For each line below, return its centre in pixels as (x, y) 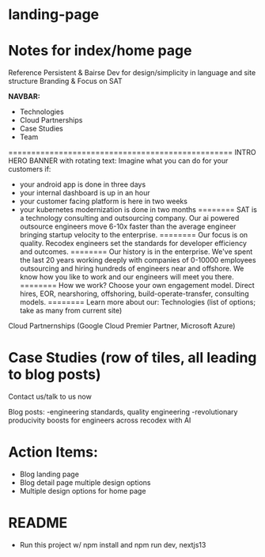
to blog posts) (55, 375)
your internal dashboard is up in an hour (85, 193)
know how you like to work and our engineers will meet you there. (127, 277)
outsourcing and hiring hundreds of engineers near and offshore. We (132, 269)
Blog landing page (49, 474)
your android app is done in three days (83, 184)
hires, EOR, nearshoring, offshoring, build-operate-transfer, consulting (134, 294)
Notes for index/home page (100, 51)
